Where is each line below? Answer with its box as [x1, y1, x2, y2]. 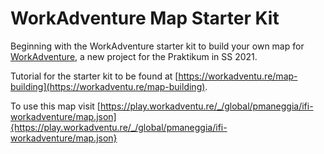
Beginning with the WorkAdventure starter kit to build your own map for [10, 40, 305, 52]
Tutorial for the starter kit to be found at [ [10, 70, 179, 82]
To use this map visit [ [10, 100, 101, 112]
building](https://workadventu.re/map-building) [10, 80, 206, 92]
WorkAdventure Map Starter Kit [10, 7, 280, 30]
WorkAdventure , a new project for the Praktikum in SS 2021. [10, 50, 258, 62]
